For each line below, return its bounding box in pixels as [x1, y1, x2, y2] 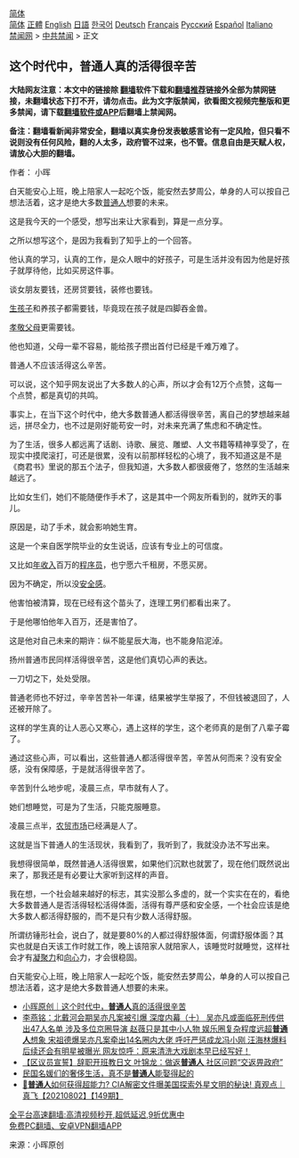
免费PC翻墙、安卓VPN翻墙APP [9, 1120, 122, 1130]
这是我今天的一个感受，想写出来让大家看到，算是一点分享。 [9, 216, 228, 227]
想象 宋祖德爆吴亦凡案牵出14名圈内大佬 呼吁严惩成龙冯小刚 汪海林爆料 [29, 1034, 287, 1045]
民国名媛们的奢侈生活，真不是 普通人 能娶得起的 [21, 1068, 194, 1079]
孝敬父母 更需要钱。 [9, 321, 80, 332]
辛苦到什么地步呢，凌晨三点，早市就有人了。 [9, 782, 174, 793]
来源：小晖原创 [9, 1139, 64, 1150]
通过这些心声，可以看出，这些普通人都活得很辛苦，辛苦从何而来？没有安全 [9, 752, 282, 763]
